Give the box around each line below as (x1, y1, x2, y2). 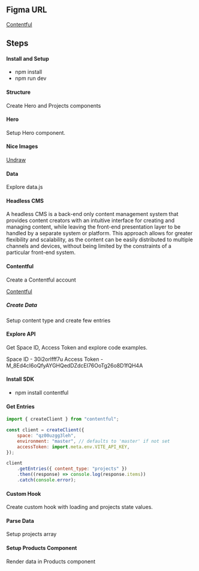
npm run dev (14, 75, 47, 82)
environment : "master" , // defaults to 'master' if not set (17, 438, 170, 444)
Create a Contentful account (6, 276, 76, 283)
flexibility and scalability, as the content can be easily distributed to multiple (6, 236, 193, 243)
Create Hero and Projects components (6, 102, 101, 109)
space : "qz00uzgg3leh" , (17, 433, 77, 439)
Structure (6, 88, 31, 96)
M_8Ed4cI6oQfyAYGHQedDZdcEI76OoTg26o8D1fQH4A (6, 362, 143, 369)
